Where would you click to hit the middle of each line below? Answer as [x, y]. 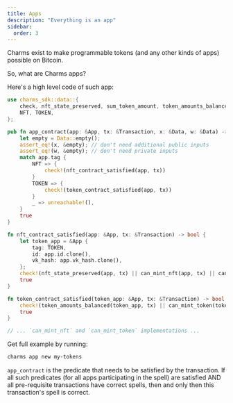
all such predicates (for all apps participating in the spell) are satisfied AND [114, 377]
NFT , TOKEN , [37, 113]
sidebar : [20, 26]
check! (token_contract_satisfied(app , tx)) [108, 190]
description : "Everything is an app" [62, 20]
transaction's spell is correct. [49, 392]
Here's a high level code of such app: [61, 87]
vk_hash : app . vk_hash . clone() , [77, 261]
